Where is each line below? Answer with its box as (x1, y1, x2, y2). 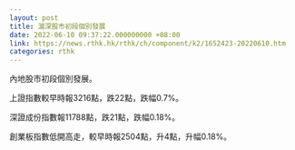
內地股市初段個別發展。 (9, 74, 97, 85)
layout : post (9, 13, 59, 23)
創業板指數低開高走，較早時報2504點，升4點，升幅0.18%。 (9, 131, 232, 142)
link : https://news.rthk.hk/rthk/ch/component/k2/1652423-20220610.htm (9, 38, 286, 48)
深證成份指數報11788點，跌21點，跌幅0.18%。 (9, 112, 181, 123)
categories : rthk (9, 47, 75, 56)
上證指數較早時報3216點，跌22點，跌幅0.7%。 (9, 93, 184, 104)
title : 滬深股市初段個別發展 (9, 22, 106, 31)
